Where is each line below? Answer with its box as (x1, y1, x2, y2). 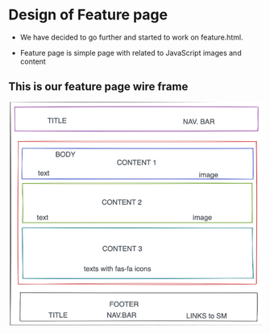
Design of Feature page (8, 6, 168, 24)
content (19, 56, 46, 66)
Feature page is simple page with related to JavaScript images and (19, 48, 242, 57)
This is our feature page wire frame (8, 80, 189, 94)
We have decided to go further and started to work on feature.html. (19, 32, 243, 42)
